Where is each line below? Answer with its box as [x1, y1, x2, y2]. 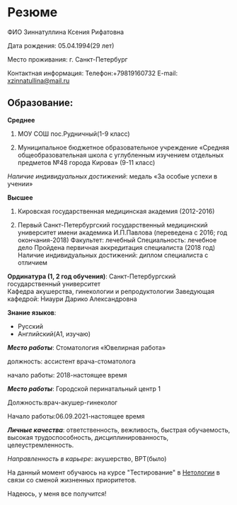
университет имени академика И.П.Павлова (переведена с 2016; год [17, 228, 228, 237]
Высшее [7, 193, 33, 202]
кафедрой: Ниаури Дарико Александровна [7, 295, 137, 303]
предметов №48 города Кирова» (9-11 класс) [17, 158, 156, 166]
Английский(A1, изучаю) [17, 329, 91, 338]
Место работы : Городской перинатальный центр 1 [7, 384, 161, 393]
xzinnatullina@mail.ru [7, 76, 70, 85]
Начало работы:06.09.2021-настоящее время [7, 412, 145, 420]
